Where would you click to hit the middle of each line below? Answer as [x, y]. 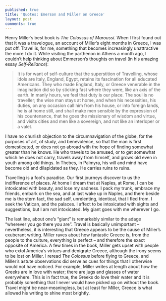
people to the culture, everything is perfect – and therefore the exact [75, 240]
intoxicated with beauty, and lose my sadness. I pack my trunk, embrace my [83, 188]
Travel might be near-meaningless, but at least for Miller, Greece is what [79, 288]
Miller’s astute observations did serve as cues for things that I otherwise [79, 261]
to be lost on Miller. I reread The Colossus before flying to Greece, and [77, 256]
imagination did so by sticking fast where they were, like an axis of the [89, 90]
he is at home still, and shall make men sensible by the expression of [87, 111]
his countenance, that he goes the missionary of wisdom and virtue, [86, 116]
